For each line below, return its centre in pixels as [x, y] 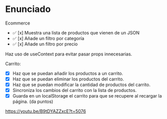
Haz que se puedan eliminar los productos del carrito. [68, 79]
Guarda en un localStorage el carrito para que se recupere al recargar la [87, 96]
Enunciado [28, 9]
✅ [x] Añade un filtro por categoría [48, 38]
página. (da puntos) [33, 101]
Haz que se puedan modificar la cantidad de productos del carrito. [81, 85]
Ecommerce [18, 23]
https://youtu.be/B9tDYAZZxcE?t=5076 [46, 111]
